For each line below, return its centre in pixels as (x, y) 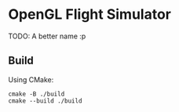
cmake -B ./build (37, 94)
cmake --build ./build (45, 101)
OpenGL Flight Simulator (89, 14)
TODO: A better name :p (47, 36)
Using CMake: (31, 79)
